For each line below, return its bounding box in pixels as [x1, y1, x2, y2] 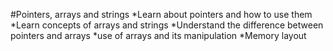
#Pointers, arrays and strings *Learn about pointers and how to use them [10, 9, 313, 20]
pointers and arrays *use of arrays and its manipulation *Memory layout [10, 30, 307, 41]
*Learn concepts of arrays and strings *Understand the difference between [10, 19, 324, 31]
